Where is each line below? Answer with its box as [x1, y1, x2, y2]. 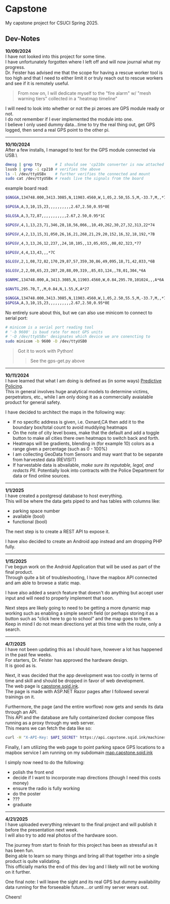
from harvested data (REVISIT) [12, 457, 77, 463]
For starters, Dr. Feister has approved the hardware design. [5, 657, 129, 663]
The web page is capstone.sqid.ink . [5, 683, 79, 689]
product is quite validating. [5, 858, 61, 864]
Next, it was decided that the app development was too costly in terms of [5, 672, 158, 679]
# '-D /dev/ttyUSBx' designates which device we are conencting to [5, 334, 151, 340]
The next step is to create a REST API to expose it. [5, 529, 110, 535]
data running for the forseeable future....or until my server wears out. [5, 884, 149, 890]
